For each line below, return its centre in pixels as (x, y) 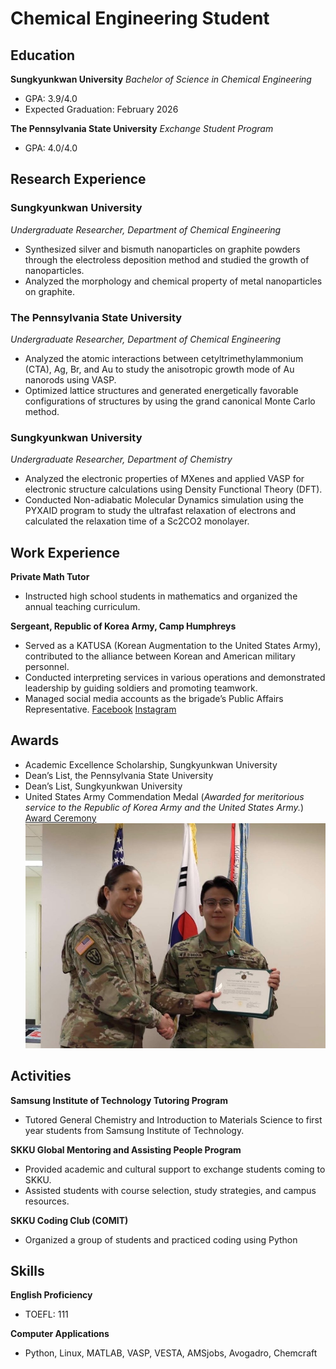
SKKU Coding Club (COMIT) (69, 1220)
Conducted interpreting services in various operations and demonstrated (175, 678)
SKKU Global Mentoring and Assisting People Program (126, 1149)
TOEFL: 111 (46, 1314)
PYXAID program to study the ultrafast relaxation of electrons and (160, 511)
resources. (47, 1201)
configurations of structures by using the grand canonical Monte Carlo (170, 401)
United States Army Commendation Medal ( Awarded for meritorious (164, 796)
